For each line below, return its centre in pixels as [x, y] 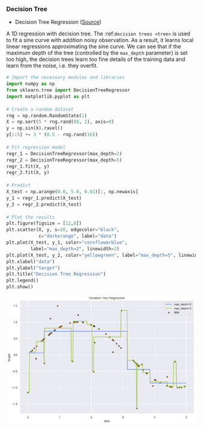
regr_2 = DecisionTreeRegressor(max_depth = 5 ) [64, 160]
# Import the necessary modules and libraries [66, 78]
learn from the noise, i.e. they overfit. [52, 66]
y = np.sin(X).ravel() [35, 128]
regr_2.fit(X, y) [28, 173]
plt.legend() [23, 281]
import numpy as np [31, 84]
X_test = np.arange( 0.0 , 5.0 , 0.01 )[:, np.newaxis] [72, 192]
